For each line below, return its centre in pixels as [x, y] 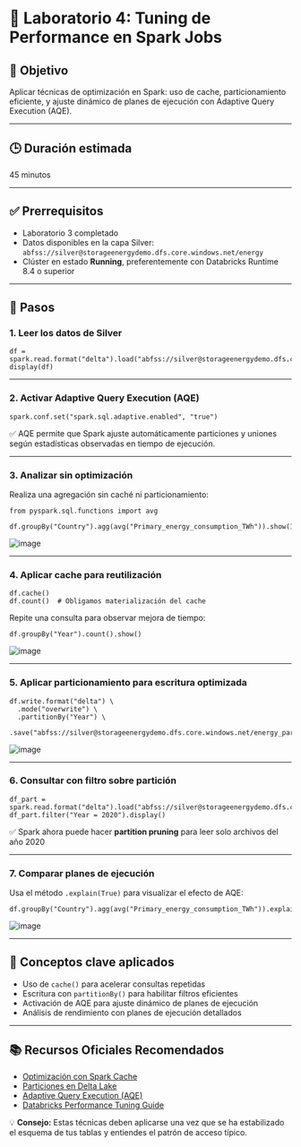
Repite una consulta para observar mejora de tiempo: [107, 618]
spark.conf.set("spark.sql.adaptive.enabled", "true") [114, 417]
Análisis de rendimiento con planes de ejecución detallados [132, 1013]
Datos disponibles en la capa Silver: [88, 242]
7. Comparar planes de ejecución [82, 873]
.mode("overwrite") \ [58, 709]
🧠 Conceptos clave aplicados [92, 962]
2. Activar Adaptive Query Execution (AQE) [104, 398]
